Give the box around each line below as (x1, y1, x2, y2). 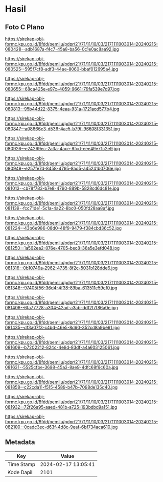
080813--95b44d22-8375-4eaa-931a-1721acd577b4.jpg (5, 106, 120, 112)
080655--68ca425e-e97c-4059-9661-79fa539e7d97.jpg (5, 86, 120, 92)
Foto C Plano (5, 23, 45, 31)
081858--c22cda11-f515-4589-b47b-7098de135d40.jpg (5, 384, 118, 390)
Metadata (5, 438, 35, 446)
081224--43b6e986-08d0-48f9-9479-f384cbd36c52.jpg (5, 225, 122, 231)
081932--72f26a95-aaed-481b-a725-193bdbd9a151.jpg (5, 404, 117, 410)
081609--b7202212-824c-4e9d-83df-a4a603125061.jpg (5, 344, 120, 350)
